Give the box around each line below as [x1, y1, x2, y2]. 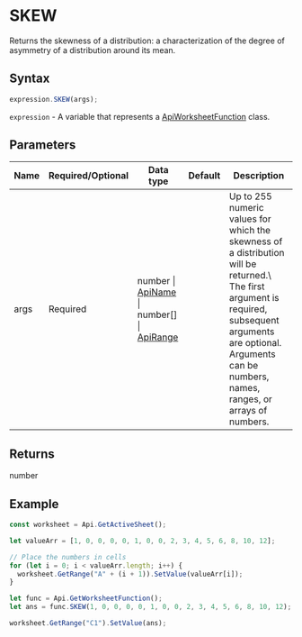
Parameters [9, 137, 76, 153]
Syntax [9, 71, 50, 86]
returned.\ [228, 269, 272, 282]
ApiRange [137, 331, 179, 343]
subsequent [228, 314, 280, 327]
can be [228, 359, 259, 372]
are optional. [228, 337, 282, 350]
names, [228, 382, 261, 395]
